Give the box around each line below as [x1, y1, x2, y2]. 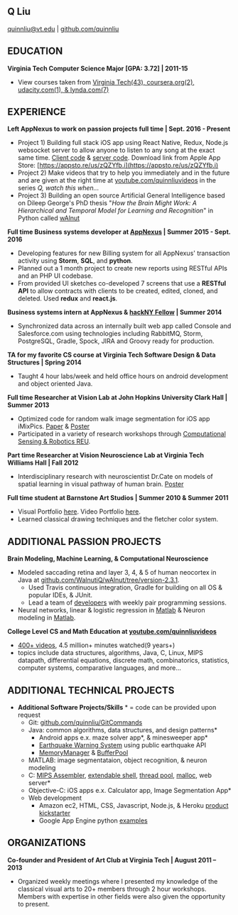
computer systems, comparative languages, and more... [17, 664, 181, 672]
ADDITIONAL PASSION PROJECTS [7, 536, 162, 548]
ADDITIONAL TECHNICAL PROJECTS [7, 684, 175, 696]
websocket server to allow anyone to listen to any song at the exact [17, 146, 215, 155]
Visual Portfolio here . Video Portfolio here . [17, 507, 141, 516]
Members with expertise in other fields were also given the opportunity [17, 892, 226, 901]
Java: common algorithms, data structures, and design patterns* [28, 726, 218, 735]
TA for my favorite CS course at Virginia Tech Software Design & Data [7, 351, 216, 359]
